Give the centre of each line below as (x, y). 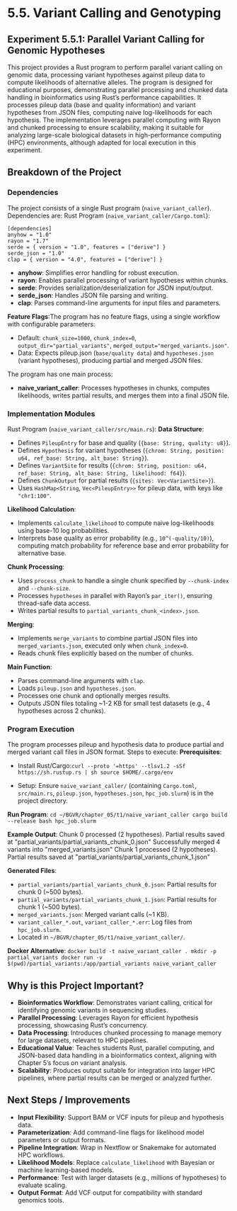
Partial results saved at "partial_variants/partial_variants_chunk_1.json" (109, 857)
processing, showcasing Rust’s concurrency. (83, 1025)
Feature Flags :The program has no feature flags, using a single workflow (114, 316)
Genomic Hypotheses (56, 50)
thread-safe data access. (54, 603)
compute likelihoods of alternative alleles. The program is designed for (110, 82)
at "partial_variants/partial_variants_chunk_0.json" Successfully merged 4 (114, 842)
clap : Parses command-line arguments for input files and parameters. (119, 303)
